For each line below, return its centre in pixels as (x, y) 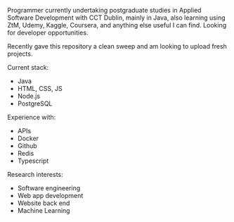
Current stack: (28, 67)
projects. (20, 54)
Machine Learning (44, 210)
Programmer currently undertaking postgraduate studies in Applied (104, 10)
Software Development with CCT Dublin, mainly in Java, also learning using (117, 18)
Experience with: (32, 117)
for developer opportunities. (48, 32)
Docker (28, 138)
